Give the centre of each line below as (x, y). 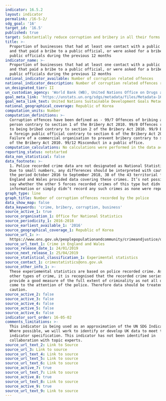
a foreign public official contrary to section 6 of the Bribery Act (83, 134)
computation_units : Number (33, 111)
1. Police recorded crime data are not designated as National (76, 166)
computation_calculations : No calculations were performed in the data (80, 148)
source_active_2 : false (30, 294)
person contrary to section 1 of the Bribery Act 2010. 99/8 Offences (84, 124)
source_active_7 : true (28, 368)
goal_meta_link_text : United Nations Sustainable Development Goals (77, 102)
